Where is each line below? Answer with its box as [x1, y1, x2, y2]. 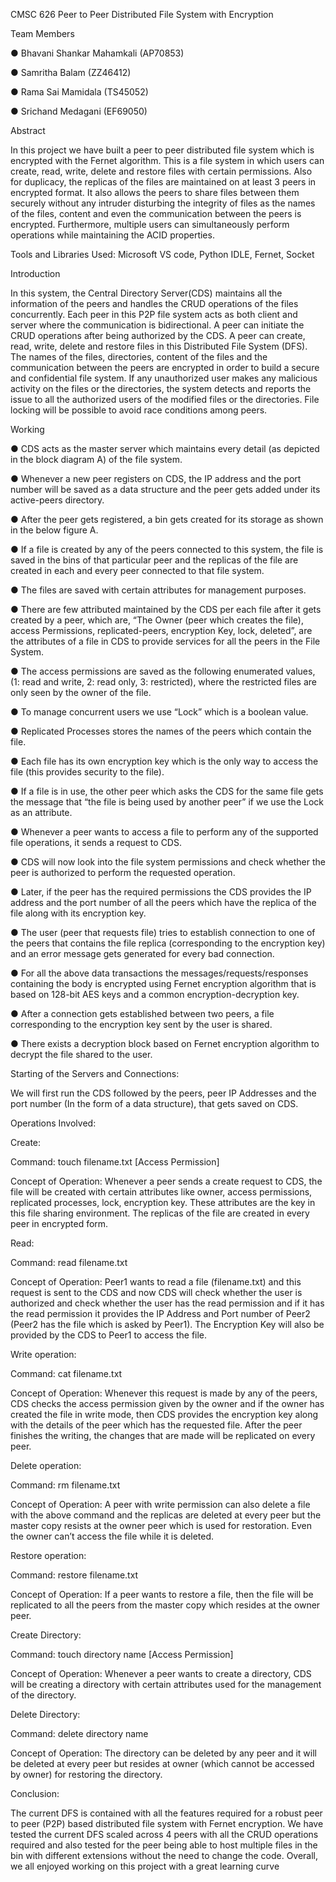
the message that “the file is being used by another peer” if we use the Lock [10, 796, 324, 808]
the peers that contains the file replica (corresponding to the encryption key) [10, 937, 326, 949]
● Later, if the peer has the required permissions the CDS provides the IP [10, 886, 312, 898]
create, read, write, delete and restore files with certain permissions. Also [10, 165, 313, 177]
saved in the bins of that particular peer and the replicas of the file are [10, 554, 299, 566]
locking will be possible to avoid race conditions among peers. [10, 404, 268, 416]
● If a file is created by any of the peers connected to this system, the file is [10, 544, 324, 555]
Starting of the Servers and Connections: [10, 1068, 180, 1079]
